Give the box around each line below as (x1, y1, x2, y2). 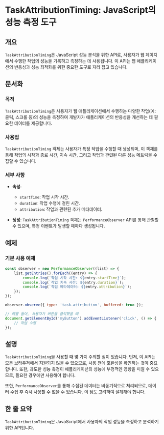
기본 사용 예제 (5, 255, 36, 261)
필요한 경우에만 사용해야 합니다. (15, 372, 76, 378)
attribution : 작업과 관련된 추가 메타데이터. (19, 206, 103, 212)
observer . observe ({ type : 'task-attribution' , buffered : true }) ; (5, 303, 143, 308)
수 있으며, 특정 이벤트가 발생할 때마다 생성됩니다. (12, 223, 105, 229)
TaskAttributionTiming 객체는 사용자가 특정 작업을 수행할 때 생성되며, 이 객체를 (5, 145, 158, 151)
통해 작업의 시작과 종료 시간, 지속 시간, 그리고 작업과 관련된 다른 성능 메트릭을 (5, 152, 153, 158)
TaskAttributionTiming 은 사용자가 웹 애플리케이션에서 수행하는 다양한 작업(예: (5, 108, 156, 114)
